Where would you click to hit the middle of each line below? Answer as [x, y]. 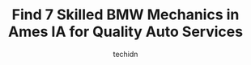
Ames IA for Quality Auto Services [125, 32]
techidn [125, 54]
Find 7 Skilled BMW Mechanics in [125, 15]
